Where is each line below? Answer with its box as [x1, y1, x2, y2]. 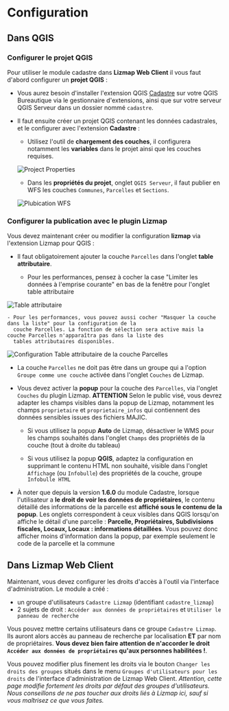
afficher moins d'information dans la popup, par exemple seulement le [16, 532, 216, 540]
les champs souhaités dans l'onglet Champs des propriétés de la [27, 434, 206, 442]
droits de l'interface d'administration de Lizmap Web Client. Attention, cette [7, 674, 222, 682]
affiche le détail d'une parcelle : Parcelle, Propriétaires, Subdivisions [16, 517, 214, 526]
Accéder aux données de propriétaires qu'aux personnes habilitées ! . [7, 646, 208, 655]
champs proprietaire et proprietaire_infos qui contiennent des [16, 406, 201, 415]
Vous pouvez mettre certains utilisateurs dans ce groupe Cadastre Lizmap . [7, 625, 217, 633]
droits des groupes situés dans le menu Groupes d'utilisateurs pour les [7, 667, 218, 675]
